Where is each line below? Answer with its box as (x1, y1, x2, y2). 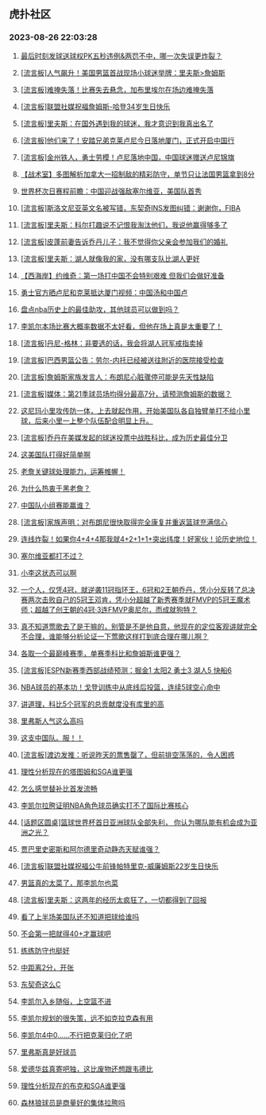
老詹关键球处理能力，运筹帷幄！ (20, 466, 125, 476)
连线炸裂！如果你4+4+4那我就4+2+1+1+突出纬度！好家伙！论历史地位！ (20, 534, 257, 543)
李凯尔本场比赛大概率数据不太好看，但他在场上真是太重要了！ (20, 321, 223, 331)
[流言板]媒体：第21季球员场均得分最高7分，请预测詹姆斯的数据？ (20, 389, 233, 398)
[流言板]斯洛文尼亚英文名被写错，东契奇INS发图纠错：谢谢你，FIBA (20, 203, 241, 212)
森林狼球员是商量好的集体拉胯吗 (20, 1098, 125, 1107)
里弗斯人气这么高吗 (20, 716, 84, 725)
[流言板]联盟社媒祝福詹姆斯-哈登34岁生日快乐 (20, 102, 171, 111)
